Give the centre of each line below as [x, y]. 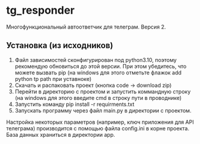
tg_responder [41, 10]
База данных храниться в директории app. [61, 134]
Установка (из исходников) [60, 46]
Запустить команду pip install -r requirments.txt [75, 104]
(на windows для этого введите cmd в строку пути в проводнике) [98, 98]
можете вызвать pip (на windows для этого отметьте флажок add [98, 73]
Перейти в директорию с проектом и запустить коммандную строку [103, 91]
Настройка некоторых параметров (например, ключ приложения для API [100, 122]
